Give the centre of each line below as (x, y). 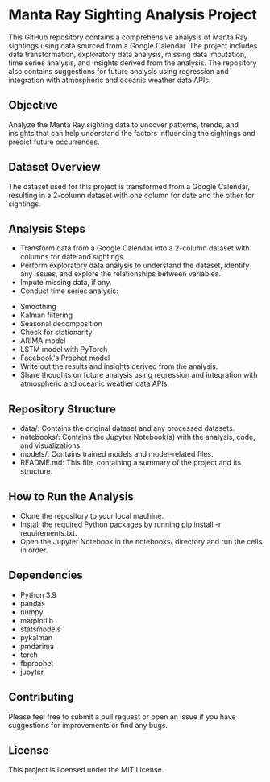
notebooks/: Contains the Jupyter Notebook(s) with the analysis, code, (137, 437)
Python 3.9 (38, 594)
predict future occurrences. (54, 142)
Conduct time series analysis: (69, 291)
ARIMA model (43, 341)
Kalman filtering (46, 315)
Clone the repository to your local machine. (91, 516)
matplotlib (37, 620)
